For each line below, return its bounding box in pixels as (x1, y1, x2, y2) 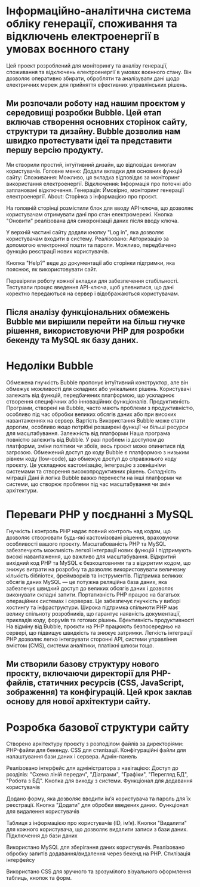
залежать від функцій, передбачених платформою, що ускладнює (6, 391, 175, 399)
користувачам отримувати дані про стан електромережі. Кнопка (6, 210, 173, 218)
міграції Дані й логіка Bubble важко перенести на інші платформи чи (6, 474, 182, 482)
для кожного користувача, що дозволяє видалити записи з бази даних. (6, 826, 188, 833)
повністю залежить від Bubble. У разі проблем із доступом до (6, 436, 165, 443)
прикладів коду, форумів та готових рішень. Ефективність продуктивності (6, 617, 195, 624)
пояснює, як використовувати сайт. (6, 265, 97, 273)
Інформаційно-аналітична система (6, 4, 191, 18)
